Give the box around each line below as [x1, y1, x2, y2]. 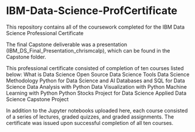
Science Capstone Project [6, 95, 69, 103]
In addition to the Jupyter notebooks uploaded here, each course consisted [6, 107, 189, 114]
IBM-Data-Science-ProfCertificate [6, 4, 177, 18]
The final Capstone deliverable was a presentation [6, 41, 128, 48]
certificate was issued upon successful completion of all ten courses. [6, 119, 174, 126]
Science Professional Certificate [6, 29, 84, 36]
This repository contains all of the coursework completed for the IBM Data [6, 23, 185, 30]
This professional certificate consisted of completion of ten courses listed [6, 64, 184, 71]
